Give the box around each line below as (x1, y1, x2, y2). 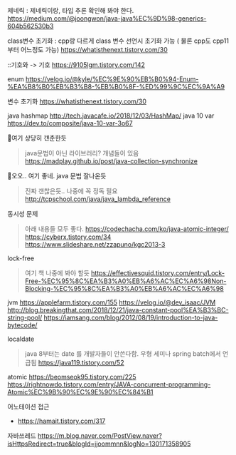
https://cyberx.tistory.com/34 (24, 232, 112, 241)
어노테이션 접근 (7, 402, 50, 411)
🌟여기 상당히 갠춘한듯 (7, 134, 67, 142)
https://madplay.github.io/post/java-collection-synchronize (24, 157, 198, 165)
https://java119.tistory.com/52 (38, 359, 124, 367)
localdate (7, 334, 35, 343)
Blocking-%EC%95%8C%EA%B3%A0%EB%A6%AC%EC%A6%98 (24, 285, 224, 292)
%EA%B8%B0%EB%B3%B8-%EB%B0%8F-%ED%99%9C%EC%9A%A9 (7, 83, 225, 91)
